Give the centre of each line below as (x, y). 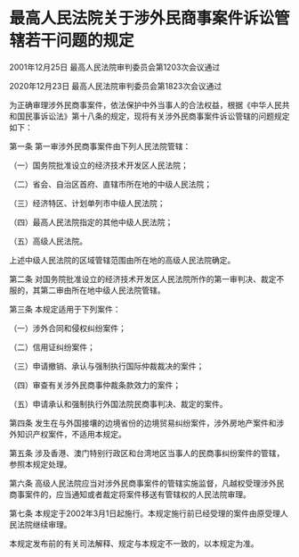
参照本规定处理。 (40, 464)
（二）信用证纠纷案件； (52, 347)
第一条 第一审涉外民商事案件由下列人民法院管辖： (100, 146)
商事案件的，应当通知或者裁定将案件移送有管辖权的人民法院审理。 (130, 494)
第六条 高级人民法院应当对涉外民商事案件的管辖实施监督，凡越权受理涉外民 (147, 483)
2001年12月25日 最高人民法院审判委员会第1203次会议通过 (115, 67)
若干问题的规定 (80, 41)
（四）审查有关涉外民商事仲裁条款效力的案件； (95, 385)
